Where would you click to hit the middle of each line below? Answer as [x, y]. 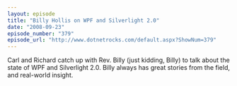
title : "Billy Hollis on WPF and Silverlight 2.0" [83, 20]
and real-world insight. [40, 75]
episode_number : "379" [41, 33]
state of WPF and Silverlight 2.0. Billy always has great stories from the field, [118, 68]
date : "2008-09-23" [36, 27]
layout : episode [31, 14]
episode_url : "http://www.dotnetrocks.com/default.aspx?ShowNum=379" [112, 40]
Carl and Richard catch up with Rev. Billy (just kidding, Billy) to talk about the [118, 60]
